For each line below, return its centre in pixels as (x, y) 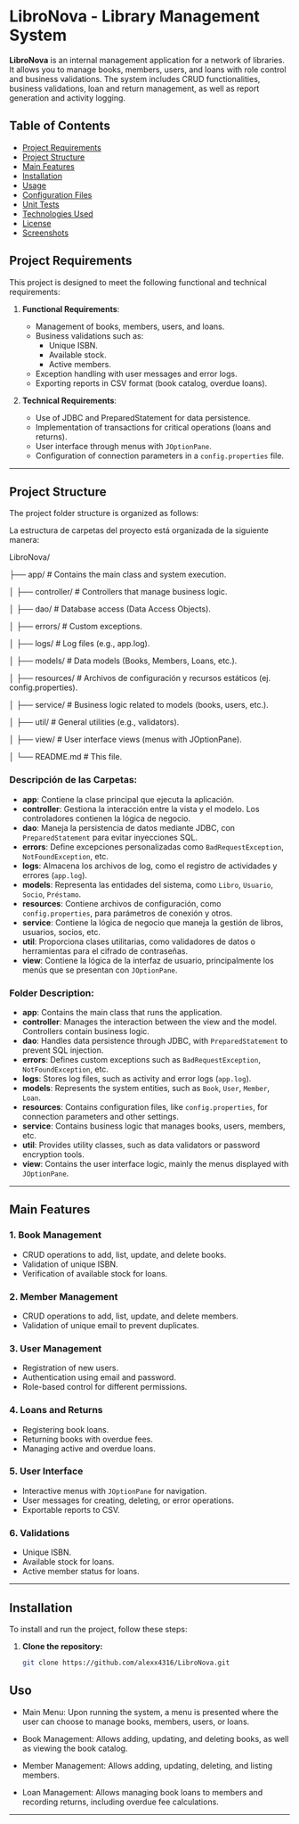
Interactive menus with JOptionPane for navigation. (114, 1491)
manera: (24, 540)
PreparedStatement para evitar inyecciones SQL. (110, 837)
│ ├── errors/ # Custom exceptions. (76, 627)
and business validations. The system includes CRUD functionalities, (135, 78)
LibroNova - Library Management (135, 16)
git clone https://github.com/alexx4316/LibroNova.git (126, 1663)
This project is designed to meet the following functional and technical (138, 282)
